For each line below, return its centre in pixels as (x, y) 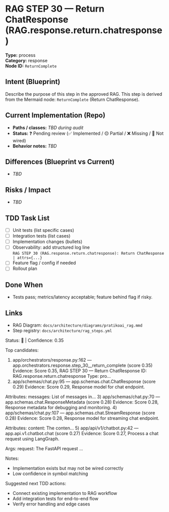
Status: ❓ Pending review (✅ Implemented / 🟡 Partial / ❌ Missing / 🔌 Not (88, 133)
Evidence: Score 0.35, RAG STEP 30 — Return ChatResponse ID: (80, 371)
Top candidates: (22, 350)
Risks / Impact (28, 190)
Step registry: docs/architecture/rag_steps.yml (62, 330)
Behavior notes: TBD (35, 146)
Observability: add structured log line (51, 247)
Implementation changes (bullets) (47, 242)
